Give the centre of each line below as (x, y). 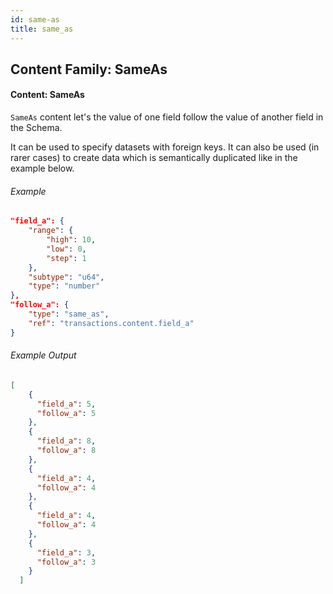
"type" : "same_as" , (69, 314)
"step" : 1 (66, 258)
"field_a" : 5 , (66, 404)
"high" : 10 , (71, 240)
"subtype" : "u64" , (66, 277)
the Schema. (36, 128)
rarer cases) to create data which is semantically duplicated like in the (154, 158)
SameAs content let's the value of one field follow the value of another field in (167, 117)
